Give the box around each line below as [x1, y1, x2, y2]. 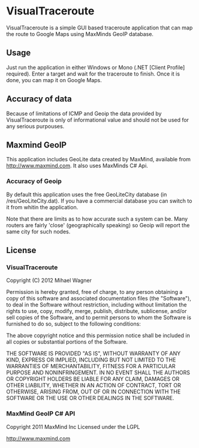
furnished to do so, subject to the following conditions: [6, 320, 141, 327]
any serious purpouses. [6, 122, 65, 130]
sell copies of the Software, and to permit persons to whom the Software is [6, 314, 192, 321]
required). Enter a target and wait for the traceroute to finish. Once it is [6, 70, 180, 77]
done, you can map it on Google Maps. [6, 76, 102, 83]
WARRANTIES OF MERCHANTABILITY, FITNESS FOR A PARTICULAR [6, 363, 176, 370]
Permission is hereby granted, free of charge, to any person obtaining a [6, 288, 183, 296]
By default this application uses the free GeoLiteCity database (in [6, 191, 167, 198]
